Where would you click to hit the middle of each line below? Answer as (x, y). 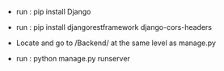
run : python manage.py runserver (73, 58)
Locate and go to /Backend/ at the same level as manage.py (116, 43)
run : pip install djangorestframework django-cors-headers (114, 27)
